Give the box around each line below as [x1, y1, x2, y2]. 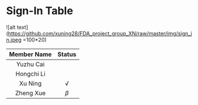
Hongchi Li [15, 70, 46, 78]
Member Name [9, 50, 52, 58]
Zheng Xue [15, 88, 46, 97]
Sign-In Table [6, 4, 73, 18]
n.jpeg [6, 36, 22, 43]
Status [57, 50, 77, 58]
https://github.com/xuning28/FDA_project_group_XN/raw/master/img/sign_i [8, 29, 192, 37]
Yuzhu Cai [16, 60, 45, 68]
